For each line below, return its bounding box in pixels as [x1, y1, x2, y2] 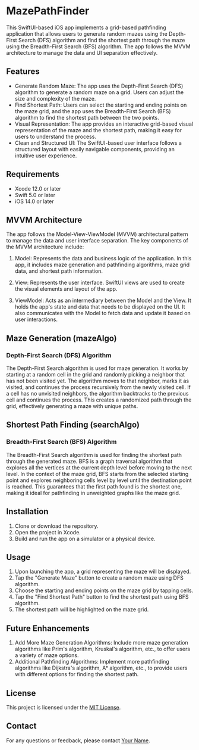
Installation [6, 506, 49, 516]
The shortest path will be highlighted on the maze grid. [14, 606, 149, 613]
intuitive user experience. [14, 152, 77, 159]
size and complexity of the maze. [14, 95, 96, 102]
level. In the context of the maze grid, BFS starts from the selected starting [6, 470, 189, 477]
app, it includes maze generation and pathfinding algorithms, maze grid [14, 261, 190, 269]
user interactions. [14, 316, 58, 323]
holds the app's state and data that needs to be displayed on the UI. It [14, 303, 185, 310]
